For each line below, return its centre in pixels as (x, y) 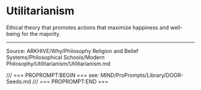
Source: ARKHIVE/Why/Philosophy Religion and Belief (72, 51)
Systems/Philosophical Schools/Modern (55, 57)
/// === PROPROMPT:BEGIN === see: (53, 75)
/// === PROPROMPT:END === (71, 81)
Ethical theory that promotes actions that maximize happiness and (88, 27)
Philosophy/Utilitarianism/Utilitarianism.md (58, 63)
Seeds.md (19, 81)
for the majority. (41, 33)
